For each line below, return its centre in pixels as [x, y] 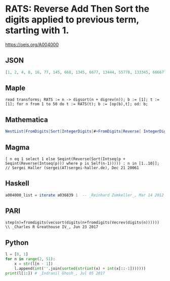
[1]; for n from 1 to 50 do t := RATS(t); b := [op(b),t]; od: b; [77, 104]
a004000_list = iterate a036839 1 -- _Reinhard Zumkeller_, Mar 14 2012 [85, 195]
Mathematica [27, 120]
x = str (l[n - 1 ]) [34, 264]
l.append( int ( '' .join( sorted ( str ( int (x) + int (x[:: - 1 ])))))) [80, 268]
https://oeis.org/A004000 [32, 44]
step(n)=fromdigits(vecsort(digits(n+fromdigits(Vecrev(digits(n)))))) [82, 223]
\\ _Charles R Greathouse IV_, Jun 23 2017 [52, 227]
